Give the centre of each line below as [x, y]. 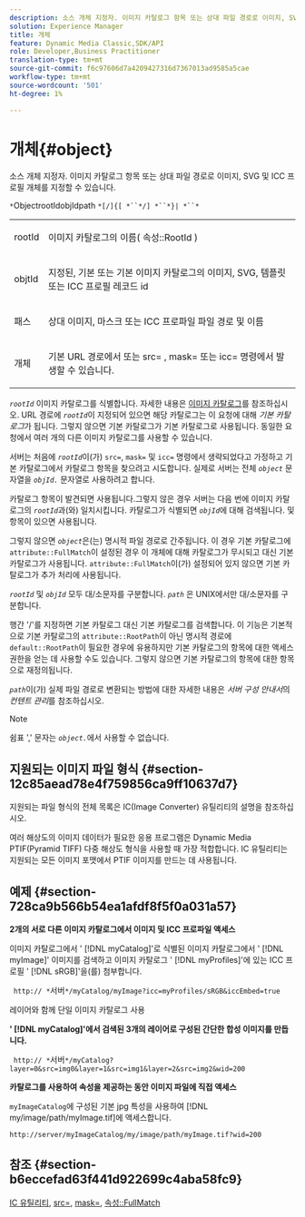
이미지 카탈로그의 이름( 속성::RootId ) [123, 238]
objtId [26, 280]
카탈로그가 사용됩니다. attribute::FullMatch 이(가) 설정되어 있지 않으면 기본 [145, 564]
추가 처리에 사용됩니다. [81, 575]
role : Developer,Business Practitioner [85, 52]
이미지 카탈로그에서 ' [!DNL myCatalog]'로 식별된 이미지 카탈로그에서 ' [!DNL [147, 948]
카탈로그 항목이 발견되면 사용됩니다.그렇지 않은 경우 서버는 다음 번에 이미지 [142, 499]
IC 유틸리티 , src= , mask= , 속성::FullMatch [85, 1202]
